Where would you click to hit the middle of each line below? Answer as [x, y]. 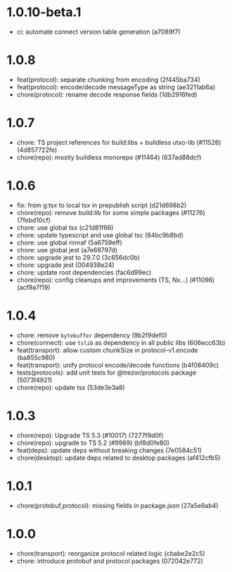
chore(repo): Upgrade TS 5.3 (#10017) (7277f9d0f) [90, 435]
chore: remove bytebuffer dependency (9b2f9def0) [92, 335]
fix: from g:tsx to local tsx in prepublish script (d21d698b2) [102, 205]
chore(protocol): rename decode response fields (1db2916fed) [107, 94]
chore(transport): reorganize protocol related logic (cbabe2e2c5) [111, 553]
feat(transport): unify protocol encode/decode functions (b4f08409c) [118, 365]
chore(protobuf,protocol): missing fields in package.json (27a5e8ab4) [117, 505]
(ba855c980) [36, 357]
